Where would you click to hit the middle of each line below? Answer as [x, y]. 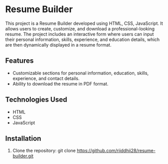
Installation [23, 138]
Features [19, 61]
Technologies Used [36, 100]
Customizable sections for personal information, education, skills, [80, 73]
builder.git [23, 156]
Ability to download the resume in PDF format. [60, 84]
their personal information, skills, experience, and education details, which [82, 39]
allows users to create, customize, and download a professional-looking [80, 28]
